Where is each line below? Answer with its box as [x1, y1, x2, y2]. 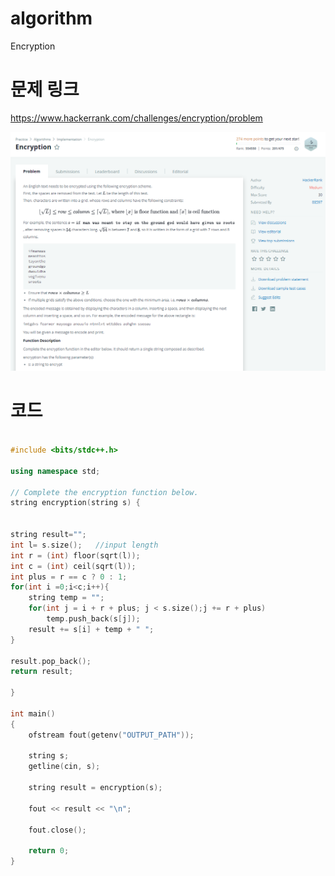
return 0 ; [28, 846, 70, 856]
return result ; [10, 667, 74, 677]
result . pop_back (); [10, 656, 92, 666]
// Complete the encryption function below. [10, 487, 199, 497]
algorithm [10, 7, 93, 30]
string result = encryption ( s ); [28, 783, 163, 793]
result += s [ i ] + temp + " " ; [28, 624, 155, 634]
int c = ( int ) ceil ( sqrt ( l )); [10, 561, 137, 571]
